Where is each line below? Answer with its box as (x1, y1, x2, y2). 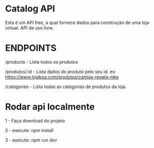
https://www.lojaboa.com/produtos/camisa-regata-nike (5, 73, 119, 80)
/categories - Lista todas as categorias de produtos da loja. (5, 83, 127, 89)
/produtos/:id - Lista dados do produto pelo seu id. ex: (5, 68, 116, 74)
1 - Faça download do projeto (5, 117, 65, 123)
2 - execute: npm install (5, 127, 54, 133)
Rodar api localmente (5, 101, 95, 112)
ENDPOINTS (5, 42, 57, 54)
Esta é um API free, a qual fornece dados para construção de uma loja (5, 19, 150, 25)
